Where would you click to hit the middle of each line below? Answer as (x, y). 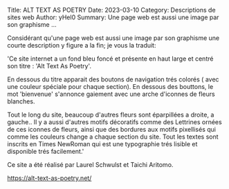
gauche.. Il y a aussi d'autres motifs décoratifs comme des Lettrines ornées (115, 122)
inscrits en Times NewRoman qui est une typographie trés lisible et (102, 144)
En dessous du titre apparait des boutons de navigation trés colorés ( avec (113, 79)
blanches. (21, 101)
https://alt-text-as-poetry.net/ (49, 178)
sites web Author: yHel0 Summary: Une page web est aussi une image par (113, 17)
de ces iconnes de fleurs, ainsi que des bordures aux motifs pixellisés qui (112, 129)
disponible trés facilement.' (46, 151)
